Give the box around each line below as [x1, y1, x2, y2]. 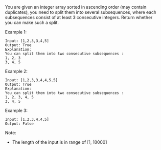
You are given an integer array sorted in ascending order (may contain [5, 4, 147, 10]
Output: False [5, 121, 34, 126]
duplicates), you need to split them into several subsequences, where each [5, 9, 157, 15]
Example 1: [5, 29, 27, 35]
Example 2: [5, 68, 28, 74]
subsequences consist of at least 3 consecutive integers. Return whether [5, 15, 153, 20]
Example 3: [5, 108, 28, 113]
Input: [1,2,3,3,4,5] [5, 38, 49, 43]
